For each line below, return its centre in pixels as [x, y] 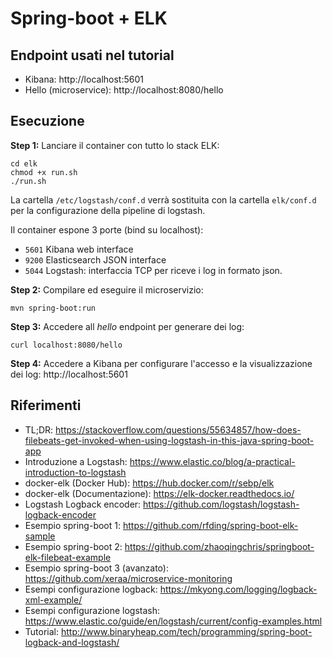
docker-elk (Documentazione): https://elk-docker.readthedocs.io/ [159, 493]
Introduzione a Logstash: [76, 461]
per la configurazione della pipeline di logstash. [108, 210]
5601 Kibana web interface [79, 249]
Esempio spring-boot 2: [73, 546]
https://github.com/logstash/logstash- [221, 504]
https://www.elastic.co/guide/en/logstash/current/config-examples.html [173, 621]
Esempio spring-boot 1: [72, 525]
